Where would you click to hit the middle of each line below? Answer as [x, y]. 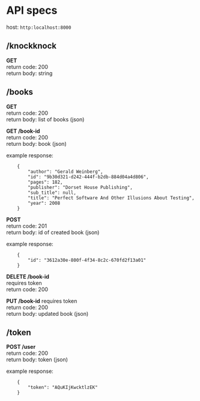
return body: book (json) [37, 143]
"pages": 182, [45, 182]
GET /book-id [23, 131]
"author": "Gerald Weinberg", [65, 172]
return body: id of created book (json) [53, 232]
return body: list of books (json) [45, 119]
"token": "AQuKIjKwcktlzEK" [63, 388]
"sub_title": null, [52, 193]
